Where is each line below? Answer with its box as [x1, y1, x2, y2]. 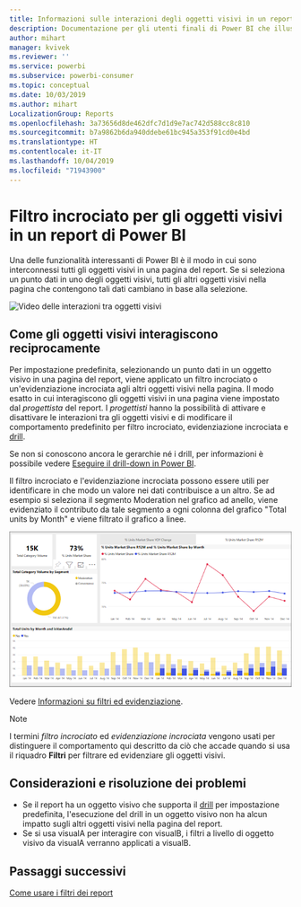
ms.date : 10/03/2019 [9, 90, 87, 99]
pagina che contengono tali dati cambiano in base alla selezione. [9, 283, 248, 294]
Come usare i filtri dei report [9, 887, 114, 898]
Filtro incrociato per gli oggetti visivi [9, 206, 283, 226]
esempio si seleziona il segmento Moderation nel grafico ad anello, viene [9, 495, 279, 506]
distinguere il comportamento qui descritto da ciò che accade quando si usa [9, 740, 291, 751]
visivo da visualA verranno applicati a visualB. [21, 838, 192, 849]
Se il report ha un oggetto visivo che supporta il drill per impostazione [21, 799, 280, 810]
